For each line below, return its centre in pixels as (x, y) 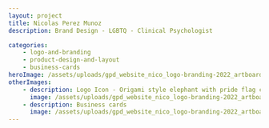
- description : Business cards (75, 105)
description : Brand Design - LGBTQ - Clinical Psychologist (111, 30)
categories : (28, 45)
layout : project (35, 16)
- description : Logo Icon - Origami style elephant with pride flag (139, 90)
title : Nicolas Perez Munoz (55, 23)
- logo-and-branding (57, 53)
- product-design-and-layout (71, 60)
